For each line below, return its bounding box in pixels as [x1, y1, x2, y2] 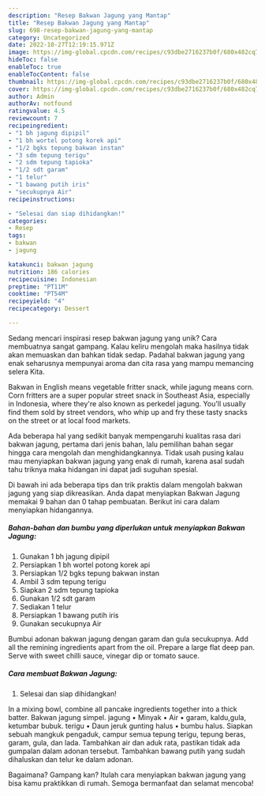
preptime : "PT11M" [8, 282, 69, 291]
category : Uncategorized [8, 33, 90, 42]
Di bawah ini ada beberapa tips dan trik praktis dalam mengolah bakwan [8, 480, 243, 489]
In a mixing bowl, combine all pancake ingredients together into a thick [8, 704, 238, 714]
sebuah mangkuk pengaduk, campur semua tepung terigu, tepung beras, [8, 729, 246, 739]
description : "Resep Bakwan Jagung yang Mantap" [8, 11, 171, 20]
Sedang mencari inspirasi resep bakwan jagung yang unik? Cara [8, 333, 218, 342]
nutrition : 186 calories [8, 268, 90, 276]
